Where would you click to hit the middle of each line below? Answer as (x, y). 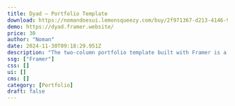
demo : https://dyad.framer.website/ (60, 26)
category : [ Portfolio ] (40, 85)
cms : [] (19, 78)
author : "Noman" (31, 40)
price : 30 (22, 33)
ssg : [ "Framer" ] (31, 59)
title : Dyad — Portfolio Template (58, 14)
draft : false (26, 91)
